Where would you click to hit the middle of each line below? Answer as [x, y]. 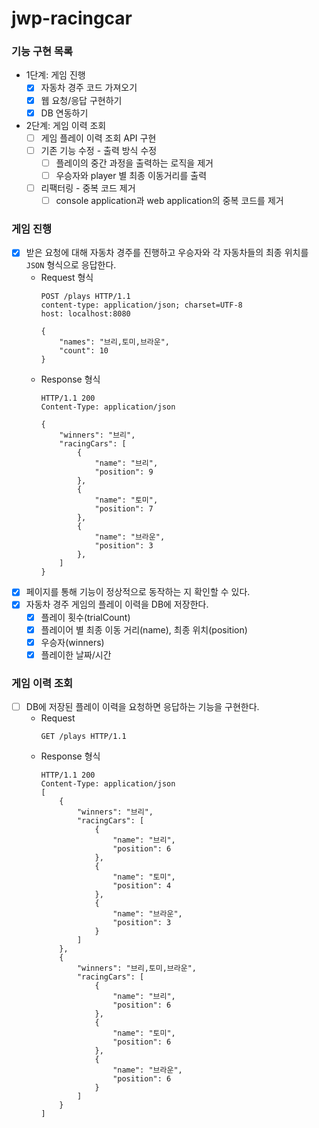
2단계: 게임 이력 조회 [66, 125]
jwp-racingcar [72, 18]
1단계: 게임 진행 [55, 75]
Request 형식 [67, 278]
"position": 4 [142, 886]
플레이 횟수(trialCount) [85, 617]
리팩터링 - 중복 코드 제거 [88, 188]
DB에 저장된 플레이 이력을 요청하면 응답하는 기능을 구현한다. [142, 707]
